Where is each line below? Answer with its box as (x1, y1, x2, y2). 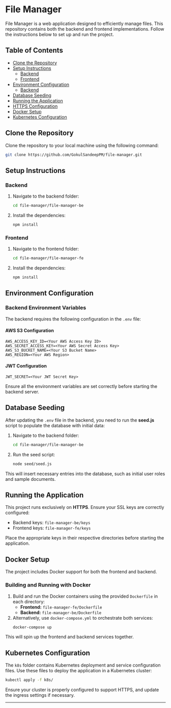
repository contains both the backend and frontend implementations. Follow (5, 26, 164, 32)
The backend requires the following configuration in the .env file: (5, 315, 141, 322)
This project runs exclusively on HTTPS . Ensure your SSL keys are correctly (5, 504, 164, 510)
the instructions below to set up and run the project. (5, 31, 114, 37)
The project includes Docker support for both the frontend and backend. (5, 569, 157, 575)
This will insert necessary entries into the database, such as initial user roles (5, 471, 165, 477)
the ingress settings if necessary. (5, 692, 75, 698)
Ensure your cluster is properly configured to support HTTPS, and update (5, 687, 159, 693)
